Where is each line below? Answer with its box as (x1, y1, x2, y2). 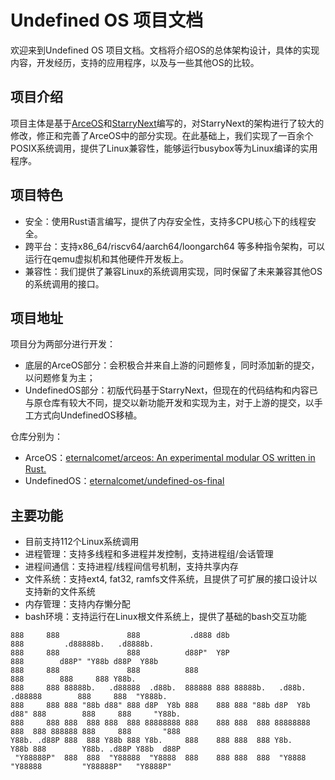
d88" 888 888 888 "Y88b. (10, 709, 182, 720)
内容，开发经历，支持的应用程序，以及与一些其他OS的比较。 (10, 56, 260, 68)
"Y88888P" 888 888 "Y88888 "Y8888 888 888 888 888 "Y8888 (14, 753, 307, 763)
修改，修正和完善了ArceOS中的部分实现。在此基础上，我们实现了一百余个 (10, 129, 314, 141)
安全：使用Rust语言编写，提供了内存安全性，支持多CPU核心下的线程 (24, 215, 308, 227)
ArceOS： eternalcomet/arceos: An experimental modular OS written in (24, 452, 316, 464)
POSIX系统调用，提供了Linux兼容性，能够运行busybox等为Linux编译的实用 (10, 142, 318, 154)
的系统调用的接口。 (24, 277, 105, 290)
